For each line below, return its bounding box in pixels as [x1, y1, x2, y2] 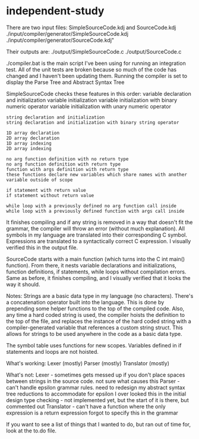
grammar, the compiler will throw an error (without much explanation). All [6, 225, 185, 232]
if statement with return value [6, 187, 86, 193]
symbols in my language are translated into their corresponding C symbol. [6, 231, 187, 238]
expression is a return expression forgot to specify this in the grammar [6, 409, 178, 416]
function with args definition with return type [6, 166, 129, 172]
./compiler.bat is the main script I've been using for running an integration [6, 60, 186, 67]
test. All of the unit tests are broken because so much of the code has [6, 66, 177, 73]
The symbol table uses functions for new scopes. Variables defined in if [6, 341, 182, 349]
